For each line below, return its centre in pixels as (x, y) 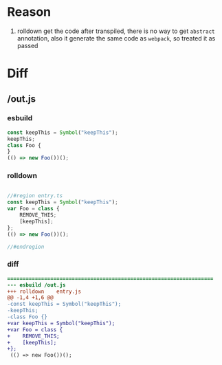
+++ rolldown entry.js (44, 291)
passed (27, 45)
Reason (29, 12)
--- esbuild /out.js (37, 285)
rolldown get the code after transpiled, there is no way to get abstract (116, 31)
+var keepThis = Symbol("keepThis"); (61, 323)
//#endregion (26, 247)
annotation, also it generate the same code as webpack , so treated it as (116, 38)
